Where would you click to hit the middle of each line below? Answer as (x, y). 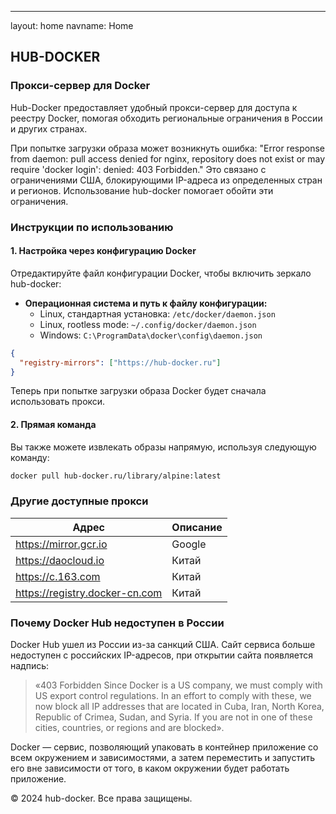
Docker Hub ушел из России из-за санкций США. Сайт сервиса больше (163, 645)
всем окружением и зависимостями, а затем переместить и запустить (162, 758)
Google (189, 544)
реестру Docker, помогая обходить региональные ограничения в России (166, 118)
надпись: (30, 666)
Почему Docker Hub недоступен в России (117, 623)
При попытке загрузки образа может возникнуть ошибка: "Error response (167, 148)
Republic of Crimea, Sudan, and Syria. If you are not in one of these (173, 717)
